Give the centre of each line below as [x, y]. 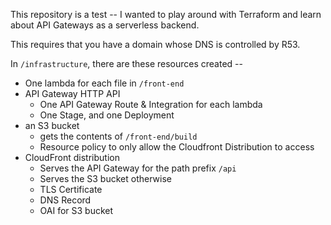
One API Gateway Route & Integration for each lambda [151, 104]
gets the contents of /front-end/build [118, 136]
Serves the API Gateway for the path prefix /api [138, 168]
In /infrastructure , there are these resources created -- [126, 63]
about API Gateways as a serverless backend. [105, 25]
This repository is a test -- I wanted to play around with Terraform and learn [166, 14]
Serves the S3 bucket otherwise [105, 178]
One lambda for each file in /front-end [104, 83]
